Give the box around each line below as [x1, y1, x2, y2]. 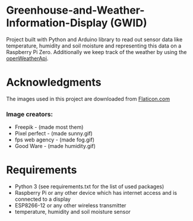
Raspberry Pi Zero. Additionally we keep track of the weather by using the [6, 48, 187, 55]
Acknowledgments [6, 75, 102, 89]
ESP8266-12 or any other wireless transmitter [14, 202, 126, 209]
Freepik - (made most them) [14, 124, 84, 131]
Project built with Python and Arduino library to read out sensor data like [6, 36, 183, 43]
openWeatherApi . [6, 55, 49, 62]
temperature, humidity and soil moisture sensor [14, 209, 131, 216]
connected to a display [14, 195, 71, 203]
